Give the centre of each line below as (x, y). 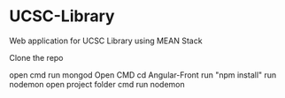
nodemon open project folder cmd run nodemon (97, 84)
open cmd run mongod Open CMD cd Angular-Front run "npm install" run (143, 75)
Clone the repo (36, 57)
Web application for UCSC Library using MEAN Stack (106, 41)
